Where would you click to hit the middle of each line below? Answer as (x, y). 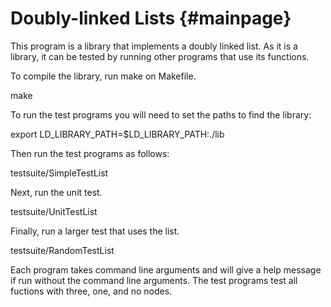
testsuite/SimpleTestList (59, 173)
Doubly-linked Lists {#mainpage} (151, 18)
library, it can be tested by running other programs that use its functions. (160, 56)
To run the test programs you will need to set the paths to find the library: (161, 114)
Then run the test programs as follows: (90, 153)
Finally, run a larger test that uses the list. (95, 231)
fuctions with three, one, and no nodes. (91, 291)
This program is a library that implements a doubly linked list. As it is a (154, 46)
